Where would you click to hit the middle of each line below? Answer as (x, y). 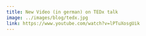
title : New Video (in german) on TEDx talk (62, 12)
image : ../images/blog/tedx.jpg (47, 18)
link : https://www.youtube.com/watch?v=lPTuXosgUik (73, 23)
